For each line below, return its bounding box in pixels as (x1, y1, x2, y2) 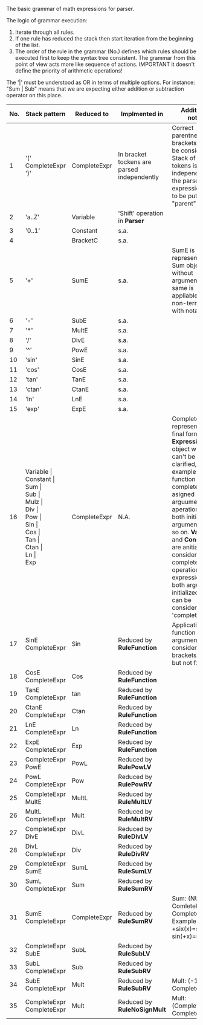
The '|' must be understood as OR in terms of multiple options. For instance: (6, 79, 195, 86)
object (172, 445, 190, 453)
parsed (118, 166, 138, 173)
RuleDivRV (118, 850, 150, 858)
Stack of (172, 154, 196, 162)
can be (172, 596, 192, 604)
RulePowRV (118, 780, 152, 788)
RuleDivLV (118, 832, 149, 841)
